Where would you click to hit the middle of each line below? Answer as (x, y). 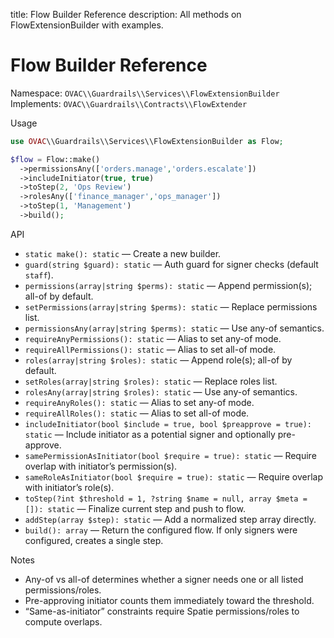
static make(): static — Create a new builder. (123, 253)
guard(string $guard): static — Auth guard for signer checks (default (171, 264)
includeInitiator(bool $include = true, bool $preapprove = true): (168, 424)
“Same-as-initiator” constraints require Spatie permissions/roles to (162, 611)
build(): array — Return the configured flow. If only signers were (161, 530)
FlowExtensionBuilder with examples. (87, 25)
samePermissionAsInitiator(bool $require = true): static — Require (170, 455)
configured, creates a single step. (94, 540)
